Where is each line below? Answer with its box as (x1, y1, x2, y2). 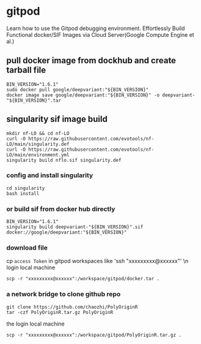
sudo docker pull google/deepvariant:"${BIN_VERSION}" (6, 86, 149, 93)
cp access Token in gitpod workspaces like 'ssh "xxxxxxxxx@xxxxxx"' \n (6, 258, 189, 265)
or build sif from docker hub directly (6, 204, 115, 213)
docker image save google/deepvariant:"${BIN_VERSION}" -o (6, 92, 160, 98)
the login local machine (6, 320, 65, 327)
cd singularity (6, 185, 45, 191)
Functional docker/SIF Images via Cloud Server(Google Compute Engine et (6, 31, 194, 38)
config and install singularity (6, 171, 93, 180)
